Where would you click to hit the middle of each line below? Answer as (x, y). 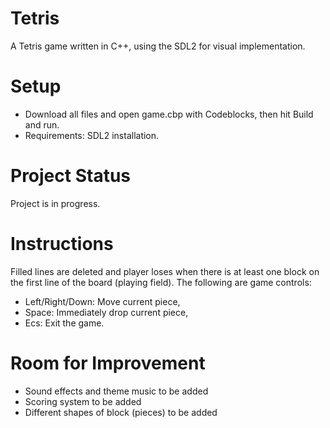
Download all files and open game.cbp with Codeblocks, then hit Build (169, 114)
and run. (42, 124)
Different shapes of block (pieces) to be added (121, 412)
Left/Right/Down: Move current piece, (102, 301)
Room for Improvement (108, 363)
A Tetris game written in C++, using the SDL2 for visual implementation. (158, 46)
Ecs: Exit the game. (64, 323)
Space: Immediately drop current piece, (106, 312)
